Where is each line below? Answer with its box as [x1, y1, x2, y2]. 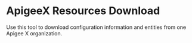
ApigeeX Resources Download [6, 4, 160, 18]
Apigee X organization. [6, 29, 63, 37]
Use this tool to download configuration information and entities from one [6, 24, 187, 31]
